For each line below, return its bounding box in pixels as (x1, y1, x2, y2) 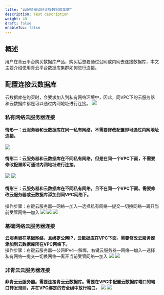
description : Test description (5, 12, 69, 17)
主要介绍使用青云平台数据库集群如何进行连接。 (5, 65, 99, 70)
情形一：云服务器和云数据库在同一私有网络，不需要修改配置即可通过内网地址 (5, 127, 159, 133)
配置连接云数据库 (5, 80, 57, 89)
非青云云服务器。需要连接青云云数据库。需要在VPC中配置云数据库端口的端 (5, 278, 155, 284)
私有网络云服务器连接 (5, 113, 55, 120)
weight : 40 (5, 16, 27, 21)
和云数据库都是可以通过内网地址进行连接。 (5, 100, 91, 106)
